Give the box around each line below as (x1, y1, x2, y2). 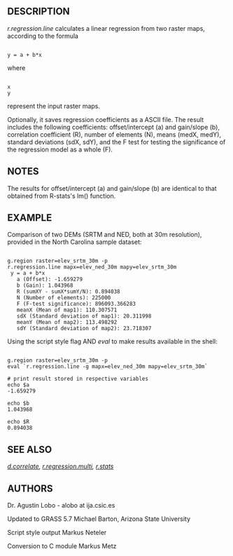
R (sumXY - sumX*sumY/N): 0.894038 (16, 288, 120, 295)
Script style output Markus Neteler (7, 529, 107, 537)
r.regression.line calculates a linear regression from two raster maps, (7, 24, 205, 32)
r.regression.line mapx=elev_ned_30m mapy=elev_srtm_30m (7, 264, 177, 271)
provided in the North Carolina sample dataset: (7, 238, 142, 246)
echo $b (7, 400, 30, 407)
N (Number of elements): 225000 (16, 294, 111, 301)
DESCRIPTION (7, 6, 70, 18)
